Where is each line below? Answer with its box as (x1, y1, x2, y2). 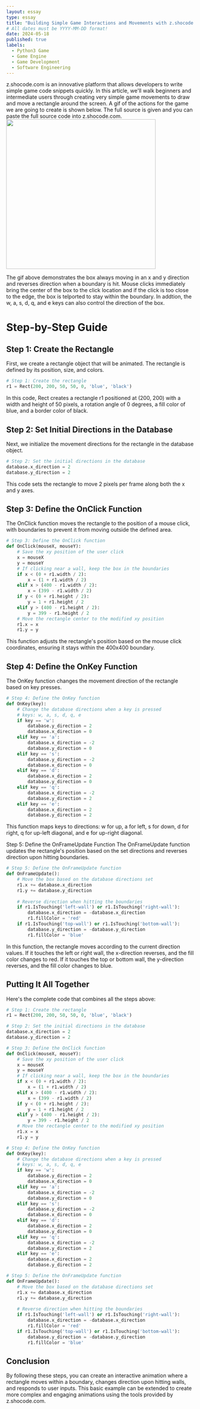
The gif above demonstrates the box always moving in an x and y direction (6, 274, 190, 281)
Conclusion (6, 1356, 50, 1366)
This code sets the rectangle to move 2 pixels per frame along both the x (6, 480, 185, 487)
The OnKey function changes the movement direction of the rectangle (6, 677, 179, 684)
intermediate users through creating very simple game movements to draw (6, 93, 190, 101)
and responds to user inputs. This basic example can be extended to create (6, 1384, 192, 1392)
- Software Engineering (11, 64, 70, 71)
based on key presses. (6, 684, 62, 691)
